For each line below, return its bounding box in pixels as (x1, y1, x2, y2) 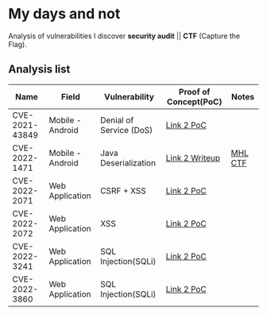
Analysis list (8, 63, 71, 76)
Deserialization (100, 157, 157, 168)
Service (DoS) (100, 124, 153, 135)
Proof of (178, 86, 211, 97)
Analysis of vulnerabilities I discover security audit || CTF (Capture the (8, 31, 241, 41)
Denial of (100, 115, 134, 126)
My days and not (8, 5, 121, 23)
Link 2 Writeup (165, 152, 221, 163)
